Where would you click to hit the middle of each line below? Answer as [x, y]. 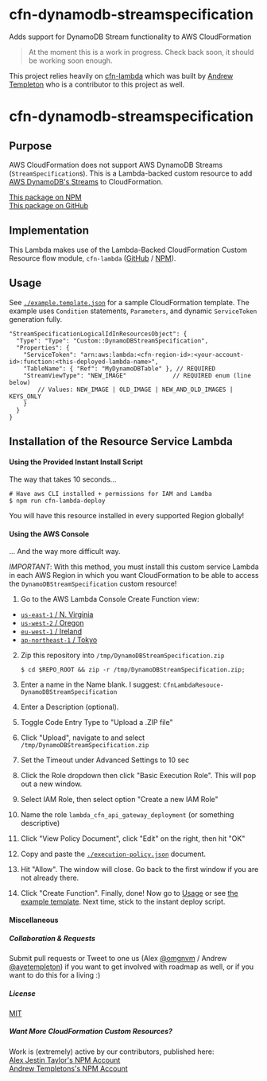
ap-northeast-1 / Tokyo [59, 640]
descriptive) [40, 823]
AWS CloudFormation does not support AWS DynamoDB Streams [116, 165]
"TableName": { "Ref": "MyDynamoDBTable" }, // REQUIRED [120, 368]
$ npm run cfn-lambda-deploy [57, 501]
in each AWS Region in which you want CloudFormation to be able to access [134, 575]
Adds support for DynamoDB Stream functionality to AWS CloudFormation [130, 37]
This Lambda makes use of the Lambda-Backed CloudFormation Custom [128, 250]
